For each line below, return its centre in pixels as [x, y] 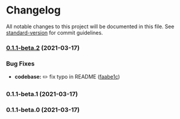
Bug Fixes [21, 63]
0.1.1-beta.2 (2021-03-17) [43, 47]
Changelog [33, 10]
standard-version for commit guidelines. [55, 32]
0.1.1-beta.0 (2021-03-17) [43, 110]
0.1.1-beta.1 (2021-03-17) [42, 94]
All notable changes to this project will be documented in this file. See [90, 26]
